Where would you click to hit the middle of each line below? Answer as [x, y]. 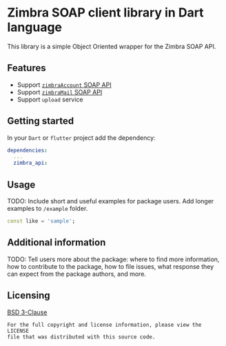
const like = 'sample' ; [41, 221]
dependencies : [28, 150]
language [35, 27]
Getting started [41, 121]
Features [27, 68]
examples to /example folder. [48, 208]
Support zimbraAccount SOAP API [64, 85]
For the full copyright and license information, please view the [104, 325]
